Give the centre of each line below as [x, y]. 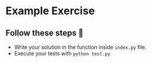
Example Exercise [50, 11]
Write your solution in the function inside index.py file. [80, 47]
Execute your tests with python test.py [62, 53]
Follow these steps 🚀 [45, 33]
